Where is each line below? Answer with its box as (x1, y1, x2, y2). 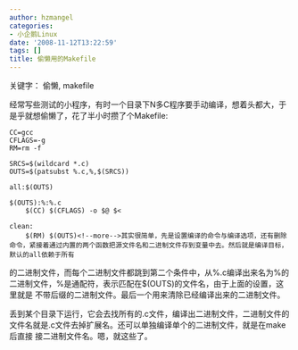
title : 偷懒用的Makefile (9, 54, 96, 63)
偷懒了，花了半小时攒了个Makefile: (39, 111, 169, 121)
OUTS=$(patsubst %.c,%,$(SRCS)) (9, 167, 129, 176)
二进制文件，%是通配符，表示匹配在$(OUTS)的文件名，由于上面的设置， (9, 279, 277, 288)
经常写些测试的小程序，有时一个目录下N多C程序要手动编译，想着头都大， (9, 99, 279, 110)
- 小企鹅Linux (9, 29, 58, 38)
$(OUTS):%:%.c (9, 198, 62, 207)
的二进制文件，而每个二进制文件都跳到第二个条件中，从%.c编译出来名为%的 (9, 267, 290, 278)
